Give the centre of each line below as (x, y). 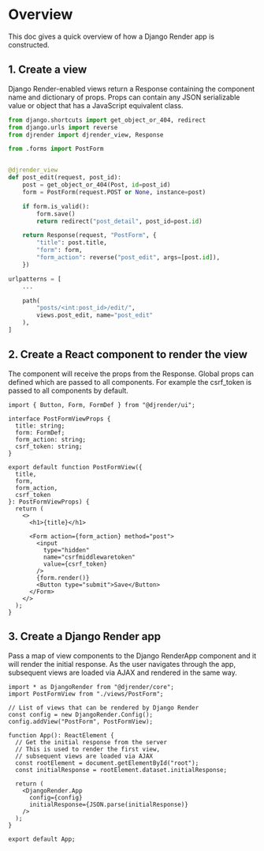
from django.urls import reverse (63, 127)
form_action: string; (51, 439)
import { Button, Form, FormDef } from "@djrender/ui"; (102, 405)
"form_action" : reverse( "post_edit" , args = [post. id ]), (128, 258)
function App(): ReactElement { (61, 735)
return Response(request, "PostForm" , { (89, 235)
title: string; (40, 425)
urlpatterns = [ (35, 279)
